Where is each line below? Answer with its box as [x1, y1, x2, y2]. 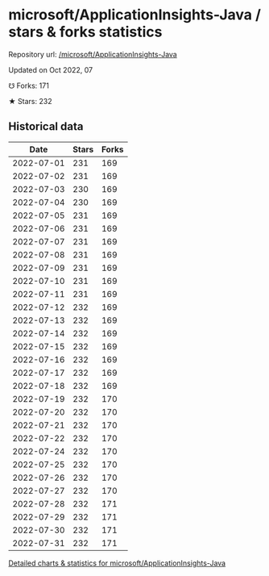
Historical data [8, 119, 84, 134]
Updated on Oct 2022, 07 [8, 65, 93, 74]
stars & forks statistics [8, 23, 163, 41]
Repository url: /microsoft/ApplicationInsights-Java [8, 49, 177, 59]
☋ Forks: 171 [8, 81, 50, 90]
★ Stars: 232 [8, 96, 52, 106]
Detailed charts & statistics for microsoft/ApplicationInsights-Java [8, 558, 226, 568]
